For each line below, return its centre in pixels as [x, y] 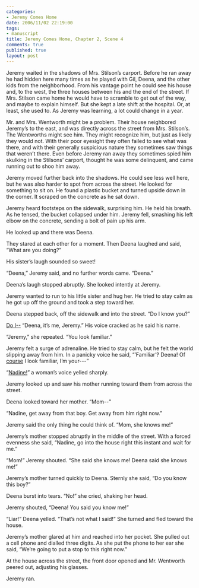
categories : [21, 12]
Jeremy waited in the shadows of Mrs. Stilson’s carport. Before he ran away [99, 72]
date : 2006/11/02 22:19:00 [40, 23]
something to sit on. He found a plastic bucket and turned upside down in [96, 190]
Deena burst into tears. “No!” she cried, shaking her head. [77, 495]
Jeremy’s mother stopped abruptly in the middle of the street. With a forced [99, 436]
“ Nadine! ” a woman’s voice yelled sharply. [57, 372]
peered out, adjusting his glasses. [48, 567]
